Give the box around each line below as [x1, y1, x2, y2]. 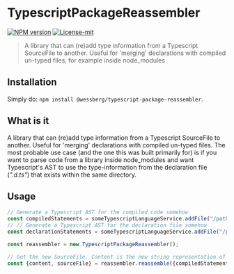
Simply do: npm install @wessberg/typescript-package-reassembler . [7, 95, 203, 103]
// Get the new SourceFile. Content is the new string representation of [7, 253, 226, 260]
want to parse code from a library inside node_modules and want [7, 155, 194, 164]
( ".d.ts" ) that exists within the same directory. [7, 170, 137, 179]
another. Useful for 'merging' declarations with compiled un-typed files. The [7, 140, 226, 149]
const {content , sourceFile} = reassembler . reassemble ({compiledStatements [7, 259, 232, 267]
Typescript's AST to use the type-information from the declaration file [7, 163, 208, 171]
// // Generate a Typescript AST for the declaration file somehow [7, 222, 208, 229]
